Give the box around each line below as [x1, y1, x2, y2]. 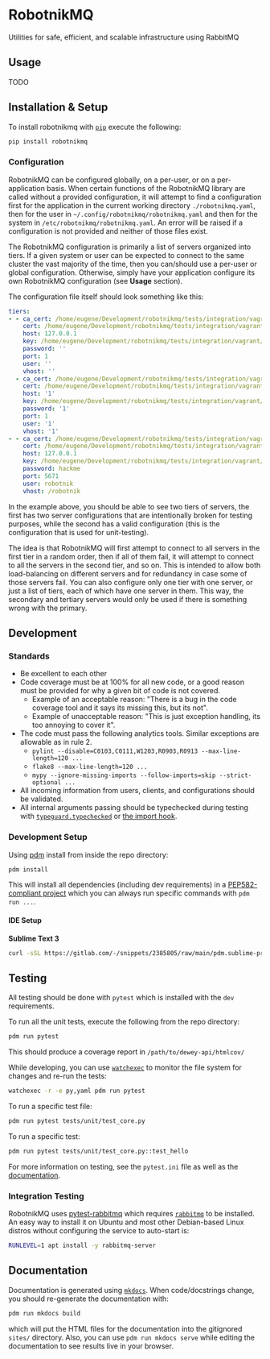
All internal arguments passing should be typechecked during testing [19, 803, 249, 812]
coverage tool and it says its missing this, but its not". [31, 703, 209, 713]
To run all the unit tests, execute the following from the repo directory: [8, 1017, 239, 1027]
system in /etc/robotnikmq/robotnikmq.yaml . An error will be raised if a [8, 218, 243, 227]
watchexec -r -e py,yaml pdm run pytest [8, 1087, 146, 1095]
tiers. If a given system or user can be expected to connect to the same [8, 250, 245, 260]
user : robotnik [22, 480, 74, 488]
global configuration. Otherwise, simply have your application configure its [8, 268, 256, 277]
